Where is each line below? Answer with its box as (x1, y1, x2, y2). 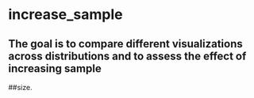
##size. (8, 83, 33, 92)
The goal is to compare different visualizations (8, 37, 244, 51)
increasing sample (8, 62, 102, 75)
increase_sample (8, 6, 123, 24)
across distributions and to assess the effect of (8, 49, 247, 62)
